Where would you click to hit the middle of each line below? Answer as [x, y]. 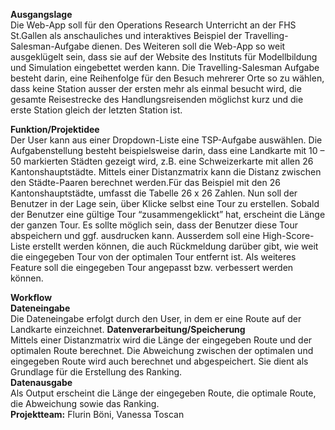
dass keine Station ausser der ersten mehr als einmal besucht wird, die [156, 88]
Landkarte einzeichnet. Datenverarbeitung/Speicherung [128, 329]
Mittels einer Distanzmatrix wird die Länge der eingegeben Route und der [161, 340]
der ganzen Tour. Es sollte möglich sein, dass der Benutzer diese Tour [154, 225]
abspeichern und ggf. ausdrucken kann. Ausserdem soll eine [135, 235]
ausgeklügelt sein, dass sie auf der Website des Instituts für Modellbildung [164, 57]
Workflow [31, 297]
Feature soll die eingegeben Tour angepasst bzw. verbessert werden [152, 267]
